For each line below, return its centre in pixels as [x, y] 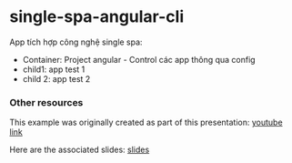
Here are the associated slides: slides [80, 150]
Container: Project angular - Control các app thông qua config [139, 59]
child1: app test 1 [54, 69]
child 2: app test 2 [56, 78]
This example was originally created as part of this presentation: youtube [146, 122]
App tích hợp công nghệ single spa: [76, 42]
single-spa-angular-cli [97, 17]
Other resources [46, 102]
